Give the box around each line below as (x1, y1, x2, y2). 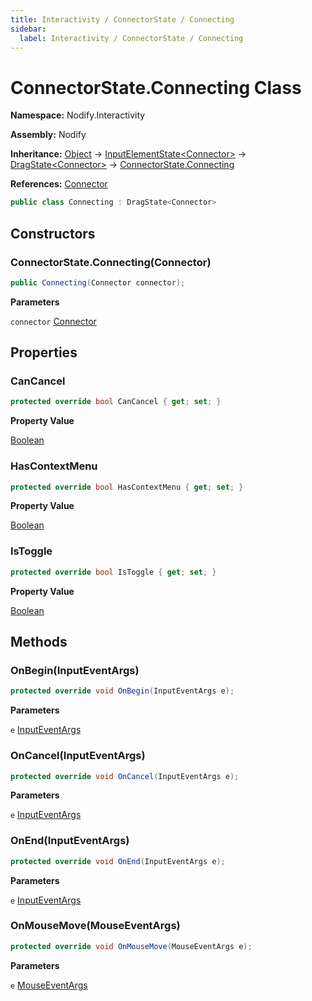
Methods (10, 634, 68, 651)
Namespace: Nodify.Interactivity (10, 109, 146, 121)
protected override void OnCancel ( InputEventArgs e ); (10, 771, 240, 781)
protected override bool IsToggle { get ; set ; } (10, 567, 217, 577)
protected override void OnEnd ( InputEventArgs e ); (10, 856, 226, 866)
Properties (10, 344, 78, 361)
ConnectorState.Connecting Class (10, 76, 302, 99)
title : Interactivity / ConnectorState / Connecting (10, 14, 235, 25)
